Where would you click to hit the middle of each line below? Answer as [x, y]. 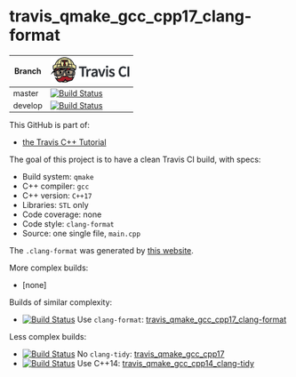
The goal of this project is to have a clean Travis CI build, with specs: [135, 160]
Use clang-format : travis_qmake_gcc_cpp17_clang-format [182, 320]
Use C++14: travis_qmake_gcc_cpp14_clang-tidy [166, 364]
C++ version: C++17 [57, 196]
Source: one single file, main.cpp [81, 234]
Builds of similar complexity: [61, 302]
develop [28, 105]
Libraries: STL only [55, 205]
